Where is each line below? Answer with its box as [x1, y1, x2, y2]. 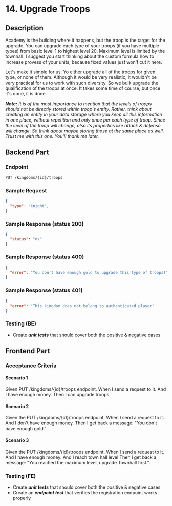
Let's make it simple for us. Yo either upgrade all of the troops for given [5, 69, 156, 75]
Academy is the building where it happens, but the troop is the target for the [5, 37, 165, 43]
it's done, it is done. [5, 91, 47, 96]
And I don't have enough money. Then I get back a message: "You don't [5, 420, 157, 426]
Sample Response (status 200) [5, 220, 84, 227]
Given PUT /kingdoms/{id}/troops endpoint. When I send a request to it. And [5, 386, 166, 392]
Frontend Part [5, 347, 50, 355]
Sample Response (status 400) [5, 253, 84, 260]
